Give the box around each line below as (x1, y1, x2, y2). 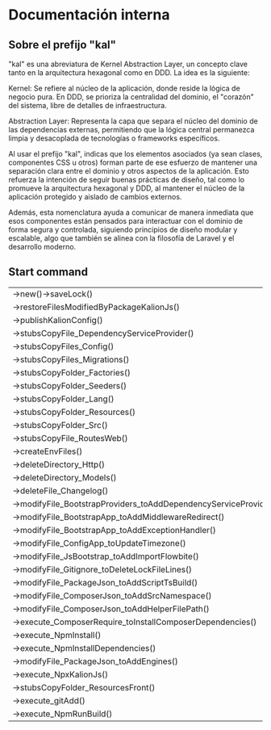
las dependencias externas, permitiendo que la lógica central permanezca (8, 125, 255, 134)
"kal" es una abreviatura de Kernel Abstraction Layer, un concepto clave (8, 59, 248, 69)
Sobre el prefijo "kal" (8, 38, 117, 52)
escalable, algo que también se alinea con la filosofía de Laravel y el (8, 233, 235, 243)
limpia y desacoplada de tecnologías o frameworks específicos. (8, 133, 220, 143)
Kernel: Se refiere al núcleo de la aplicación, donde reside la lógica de (8, 83, 240, 93)
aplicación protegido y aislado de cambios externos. (8, 192, 182, 201)
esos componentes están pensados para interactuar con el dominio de (8, 216, 244, 225)
